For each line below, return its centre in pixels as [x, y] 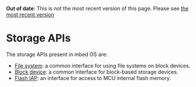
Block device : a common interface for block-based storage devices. [96, 72]
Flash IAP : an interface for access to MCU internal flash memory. [93, 78]
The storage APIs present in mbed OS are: [57, 54]
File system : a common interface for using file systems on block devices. [102, 65]
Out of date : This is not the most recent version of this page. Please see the [97, 8]
